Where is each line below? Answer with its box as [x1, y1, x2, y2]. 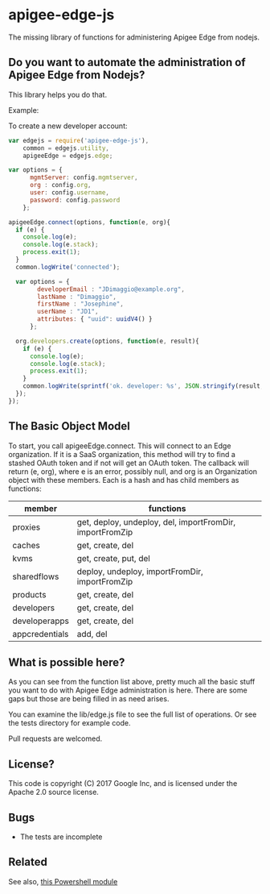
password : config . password [29, 196, 121, 204]
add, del [76, 628, 108, 639]
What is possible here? [8, 655, 125, 669]
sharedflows [12, 571, 59, 582]
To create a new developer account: [8, 121, 128, 131]
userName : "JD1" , [37, 308, 99, 316]
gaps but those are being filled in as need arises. [8, 694, 170, 704]
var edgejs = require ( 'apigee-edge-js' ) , [8, 136, 149, 144]
